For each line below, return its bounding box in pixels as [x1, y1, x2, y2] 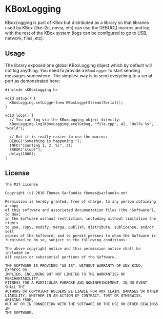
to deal [5, 212, 21, 217]
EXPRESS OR [5, 267, 27, 272]
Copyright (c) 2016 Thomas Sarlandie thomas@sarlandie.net [5, 191, 128, 195]
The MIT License [5, 182, 38, 187]
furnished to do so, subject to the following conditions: [5, 237, 128, 242]
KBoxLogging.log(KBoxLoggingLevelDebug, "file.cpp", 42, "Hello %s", [9, 121, 154, 127]
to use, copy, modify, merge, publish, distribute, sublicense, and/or [5, 225, 154, 230]
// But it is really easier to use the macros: [9, 134, 108, 139]
